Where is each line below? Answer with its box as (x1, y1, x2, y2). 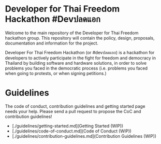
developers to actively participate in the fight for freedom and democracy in (5, 55, 156, 61)
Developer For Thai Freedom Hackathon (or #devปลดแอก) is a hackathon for (5, 49, 155, 55)
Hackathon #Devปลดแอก (5, 14, 101, 25)
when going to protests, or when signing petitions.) (5, 70, 107, 76)
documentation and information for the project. (5, 40, 99, 46)
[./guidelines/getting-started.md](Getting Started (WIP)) (12, 123, 123, 129)
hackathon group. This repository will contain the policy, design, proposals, (5, 35, 155, 41)
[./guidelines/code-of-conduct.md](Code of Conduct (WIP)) (12, 128, 132, 134)
